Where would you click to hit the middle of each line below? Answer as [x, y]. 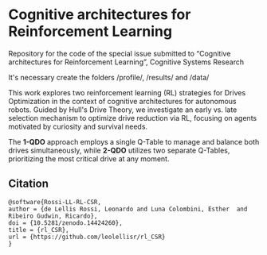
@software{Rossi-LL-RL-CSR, [55, 202]
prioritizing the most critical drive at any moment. [89, 158]
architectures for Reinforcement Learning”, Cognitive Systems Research [126, 62]
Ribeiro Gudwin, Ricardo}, [53, 216]
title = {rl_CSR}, [39, 230]
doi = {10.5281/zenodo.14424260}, [66, 223]
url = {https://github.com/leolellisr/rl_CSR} [87, 237]
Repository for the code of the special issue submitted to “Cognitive [120, 53]
